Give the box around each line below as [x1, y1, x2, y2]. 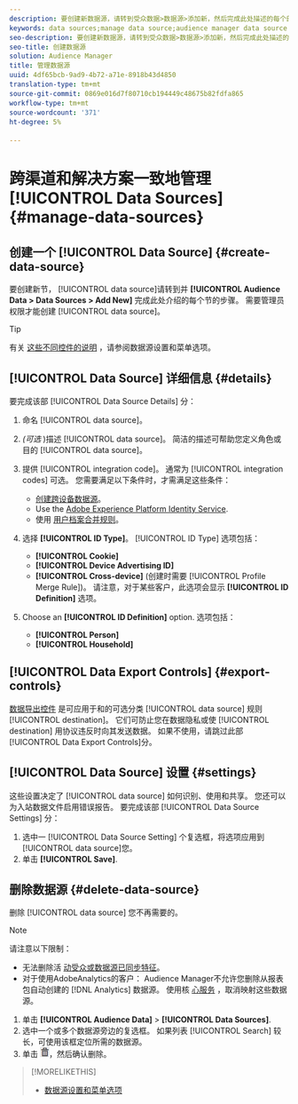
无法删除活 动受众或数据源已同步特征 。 [21, 962, 165, 973]
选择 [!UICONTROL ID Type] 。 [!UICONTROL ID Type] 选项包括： [21, 533, 260, 544]
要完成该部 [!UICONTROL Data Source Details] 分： [9, 395, 197, 406]
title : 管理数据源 [9, 61, 71, 70]
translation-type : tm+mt [9, 80, 101, 89]
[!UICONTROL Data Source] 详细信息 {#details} [9, 370, 272, 385]
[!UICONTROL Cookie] [35, 551, 120, 561]
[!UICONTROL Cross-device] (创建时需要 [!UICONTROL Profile [35, 570, 266, 581]
